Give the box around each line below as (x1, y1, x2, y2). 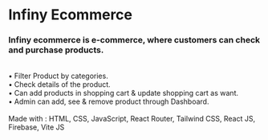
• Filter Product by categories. (8, 71, 108, 81)
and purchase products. (8, 44, 104, 56)
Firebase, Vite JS (8, 122, 65, 132)
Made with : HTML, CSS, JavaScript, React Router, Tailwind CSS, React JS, (8, 114, 256, 124)
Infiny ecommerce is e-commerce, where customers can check (8, 35, 261, 46)
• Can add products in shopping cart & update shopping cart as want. (8, 89, 239, 98)
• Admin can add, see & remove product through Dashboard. (8, 97, 209, 106)
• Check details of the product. (8, 80, 111, 89)
